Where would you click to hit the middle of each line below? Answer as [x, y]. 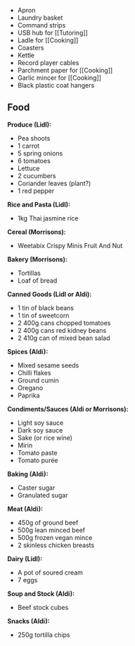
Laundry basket [40, 18]
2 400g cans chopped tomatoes [64, 323]
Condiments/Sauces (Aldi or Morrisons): [68, 409]
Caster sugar [36, 488]
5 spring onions [40, 153]
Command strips [41, 25]
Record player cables [48, 63]
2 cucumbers [37, 175]
